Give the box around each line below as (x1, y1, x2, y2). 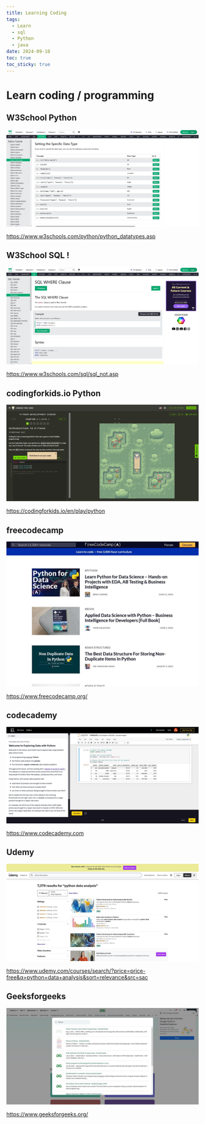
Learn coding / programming (6, 88, 154, 102)
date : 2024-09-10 (6, 49, 51, 55)
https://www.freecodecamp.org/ (6, 693, 88, 700)
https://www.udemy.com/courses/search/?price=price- (6, 967, 146, 974)
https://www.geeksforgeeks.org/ (6, 1111, 88, 1118)
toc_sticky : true (6, 61, 51, 67)
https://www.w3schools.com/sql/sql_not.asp (6, 370, 119, 378)
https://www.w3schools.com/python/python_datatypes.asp (6, 232, 156, 240)
